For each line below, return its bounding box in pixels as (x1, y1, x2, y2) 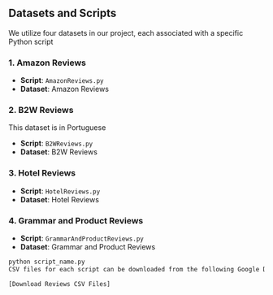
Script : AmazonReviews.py (19, 76, 104, 85)
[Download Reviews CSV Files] (8, 280, 111, 288)
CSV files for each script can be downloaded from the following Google (8, 265, 260, 273)
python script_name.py (8, 258, 85, 266)
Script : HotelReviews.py (19, 186, 101, 196)
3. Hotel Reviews (8, 167, 76, 179)
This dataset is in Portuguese (8, 123, 106, 132)
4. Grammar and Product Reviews (8, 215, 144, 226)
